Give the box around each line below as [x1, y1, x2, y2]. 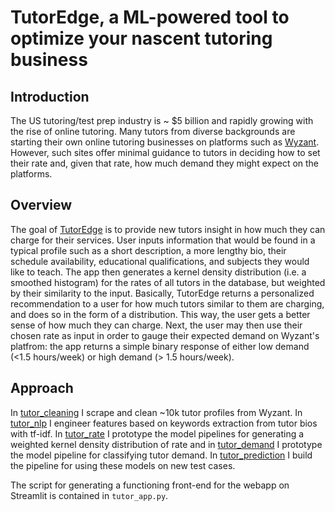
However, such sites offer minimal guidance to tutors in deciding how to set [10, 147, 321, 158]
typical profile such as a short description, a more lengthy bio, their [10, 244, 287, 256]
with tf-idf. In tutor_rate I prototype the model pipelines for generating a [10, 427, 305, 440]
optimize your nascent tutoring [10, 27, 273, 50]
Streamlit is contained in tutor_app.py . [10, 489, 169, 501]
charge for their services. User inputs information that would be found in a [10, 234, 316, 246]
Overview [10, 197, 73, 214]
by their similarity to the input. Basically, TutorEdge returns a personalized [10, 287, 315, 299]
